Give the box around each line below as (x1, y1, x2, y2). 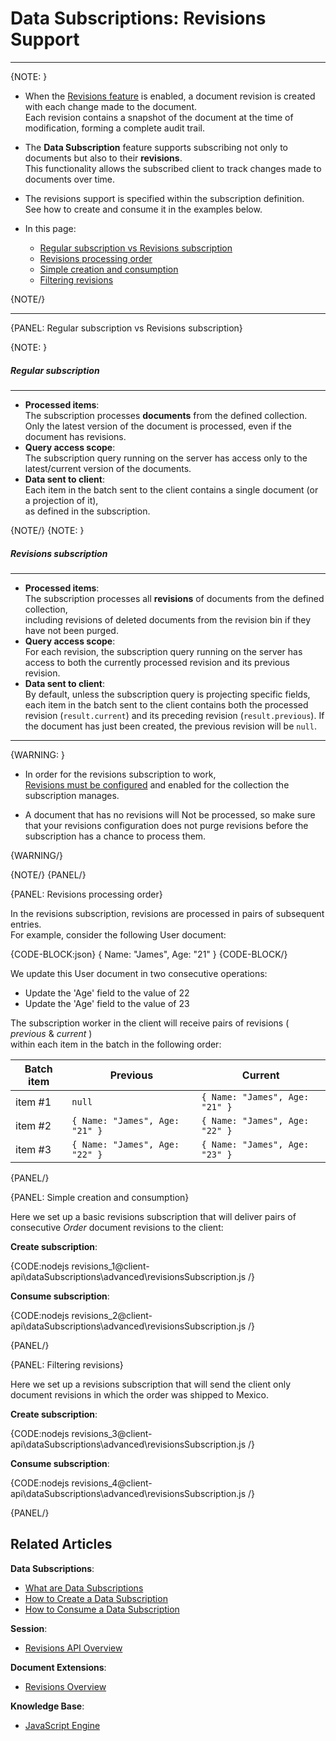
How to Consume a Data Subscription (24, 1603, 180, 1615)
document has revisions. (24, 430, 127, 442)
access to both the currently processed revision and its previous (24, 656, 290, 668)
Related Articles (10, 1536, 113, 1553)
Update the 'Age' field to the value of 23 (24, 997, 190, 1009)
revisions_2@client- (71, 1309, 153, 1321)
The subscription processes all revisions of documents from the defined (24, 592, 325, 604)
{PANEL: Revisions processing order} (10, 888, 163, 900)
